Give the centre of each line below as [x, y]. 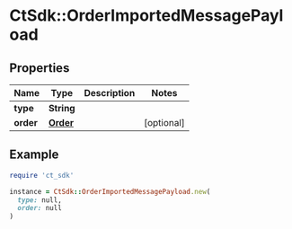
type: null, [40, 200]
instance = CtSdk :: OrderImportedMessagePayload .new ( [110, 191]
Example [34, 155]
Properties [40, 68]
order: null [40, 208]
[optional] [164, 123]
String [62, 108]
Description [110, 93]
